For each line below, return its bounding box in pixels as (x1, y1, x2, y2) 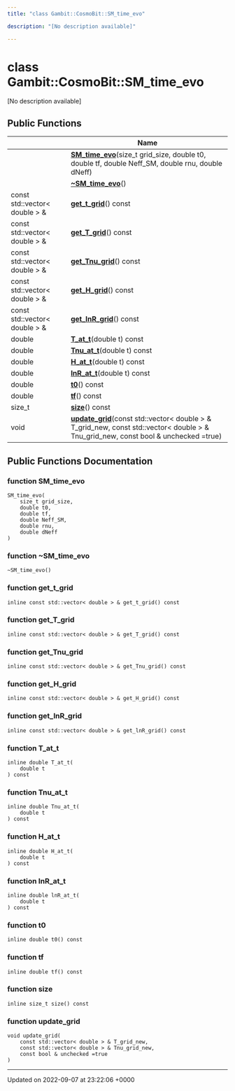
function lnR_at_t (7, 876, 66, 885)
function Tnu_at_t (7, 787, 68, 797)
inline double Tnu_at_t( (7, 804, 80, 811)
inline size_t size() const (7, 1000, 90, 1007)
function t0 (7, 920, 47, 930)
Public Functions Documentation (7, 455, 153, 467)
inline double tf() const (7, 968, 83, 976)
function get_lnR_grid (7, 711, 83, 721)
